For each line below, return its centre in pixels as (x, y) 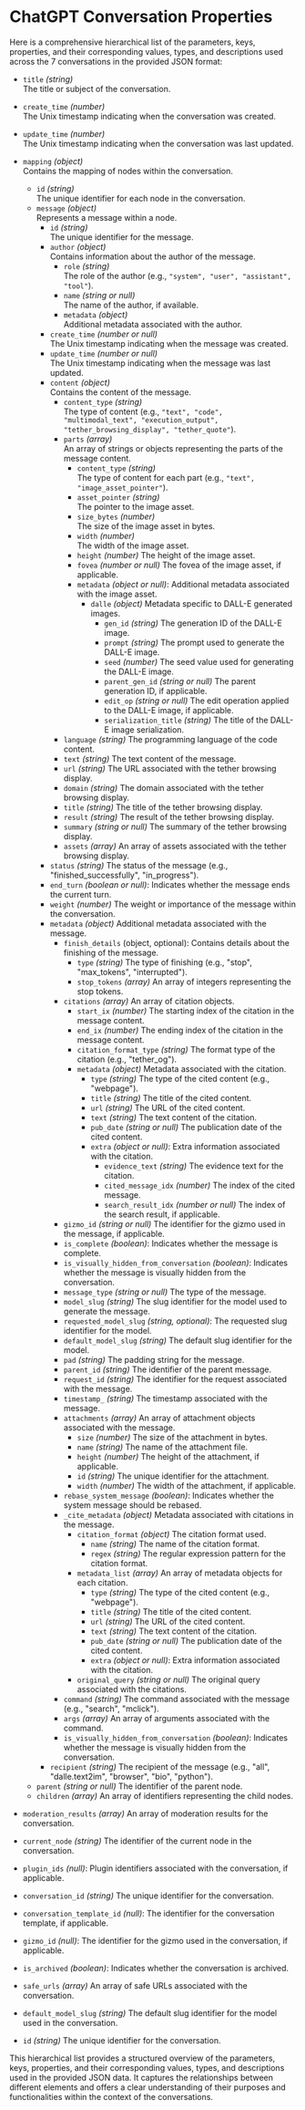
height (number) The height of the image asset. (166, 555)
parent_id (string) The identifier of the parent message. (167, 1369)
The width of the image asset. (133, 546)
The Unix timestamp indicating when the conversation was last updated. (158, 143)
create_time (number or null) (103, 334)
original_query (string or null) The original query (169, 1679)
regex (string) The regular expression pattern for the (188, 1554)
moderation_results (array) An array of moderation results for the (145, 1814)
